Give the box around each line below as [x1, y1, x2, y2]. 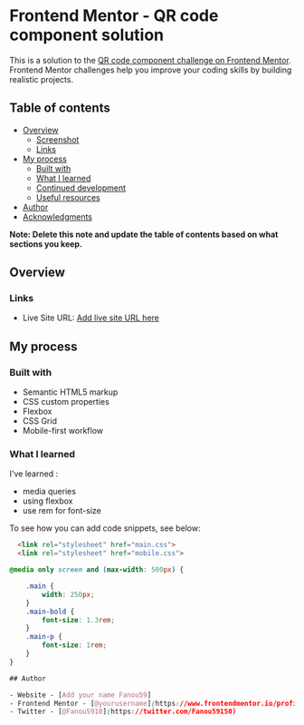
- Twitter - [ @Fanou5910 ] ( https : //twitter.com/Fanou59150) [9, 707, 237, 717]
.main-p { [25, 632, 63, 642]
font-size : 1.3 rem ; [42, 615, 116, 624]
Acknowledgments [22, 211, 93, 222]
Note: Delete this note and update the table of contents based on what [9, 229, 279, 240]
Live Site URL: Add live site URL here [22, 312, 160, 323]
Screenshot [35, 133, 80, 145]
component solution [9, 24, 165, 45]
